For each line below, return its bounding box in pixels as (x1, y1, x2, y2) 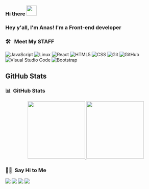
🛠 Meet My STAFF (5, 38, 55, 45)
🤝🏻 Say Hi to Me (5, 167, 47, 174)
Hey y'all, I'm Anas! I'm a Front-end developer (5, 23, 121, 31)
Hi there (5, 10, 26, 17)
